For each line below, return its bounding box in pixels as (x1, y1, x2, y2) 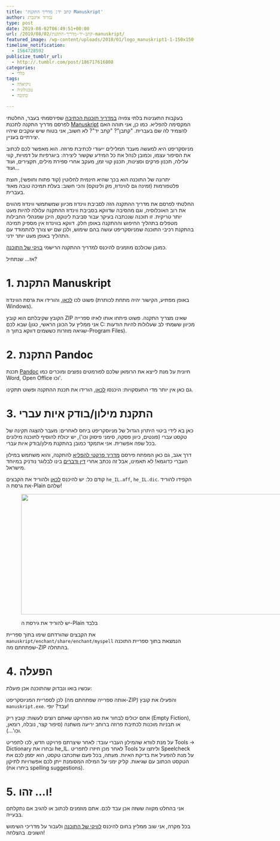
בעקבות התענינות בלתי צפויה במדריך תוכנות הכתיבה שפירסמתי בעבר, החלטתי (6, 114, 183, 121)
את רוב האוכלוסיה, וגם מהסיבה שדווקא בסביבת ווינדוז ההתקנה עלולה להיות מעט (6, 206, 186, 214)
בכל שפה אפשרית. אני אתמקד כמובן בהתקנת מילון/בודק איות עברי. (6, 439, 157, 447)
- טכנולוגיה (11, 87, 34, 93)
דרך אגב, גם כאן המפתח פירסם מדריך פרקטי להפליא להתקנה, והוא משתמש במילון (6, 451, 192, 458)
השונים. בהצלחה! (6, 829, 45, 836)
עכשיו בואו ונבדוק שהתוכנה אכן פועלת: (6, 684, 92, 692)
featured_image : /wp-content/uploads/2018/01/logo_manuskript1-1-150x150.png (6, 37, 205, 43)
